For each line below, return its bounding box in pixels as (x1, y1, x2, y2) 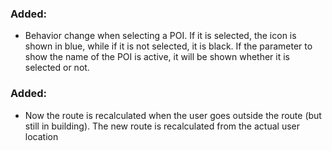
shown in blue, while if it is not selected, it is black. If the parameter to (24, 40, 313, 52)
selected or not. (24, 62, 90, 74)
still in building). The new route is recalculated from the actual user (24, 120, 300, 132)
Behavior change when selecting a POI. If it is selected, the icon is (24, 30, 297, 42)
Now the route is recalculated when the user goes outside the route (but (24, 109, 322, 121)
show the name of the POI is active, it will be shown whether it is (24, 51, 290, 63)
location (24, 130, 59, 142)
